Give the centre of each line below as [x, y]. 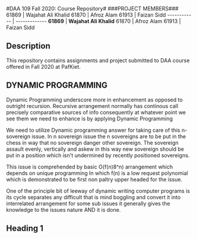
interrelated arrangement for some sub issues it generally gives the [88, 203]
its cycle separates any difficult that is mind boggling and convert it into [93, 197]
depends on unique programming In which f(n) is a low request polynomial [97, 173]
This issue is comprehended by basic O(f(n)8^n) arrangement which [90, 167]
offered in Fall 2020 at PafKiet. [44, 66]
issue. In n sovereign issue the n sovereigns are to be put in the [109, 136]
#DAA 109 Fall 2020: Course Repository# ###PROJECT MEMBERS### [93, 9]
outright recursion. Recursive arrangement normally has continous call [92, 106]
